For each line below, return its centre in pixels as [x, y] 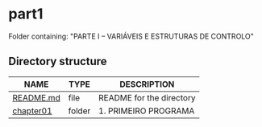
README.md [36, 97]
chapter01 [32, 111]
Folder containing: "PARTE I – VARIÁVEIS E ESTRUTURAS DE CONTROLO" [131, 36]
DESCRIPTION [147, 84]
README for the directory [147, 97]
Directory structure [58, 61]
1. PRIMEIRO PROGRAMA [146, 111]
